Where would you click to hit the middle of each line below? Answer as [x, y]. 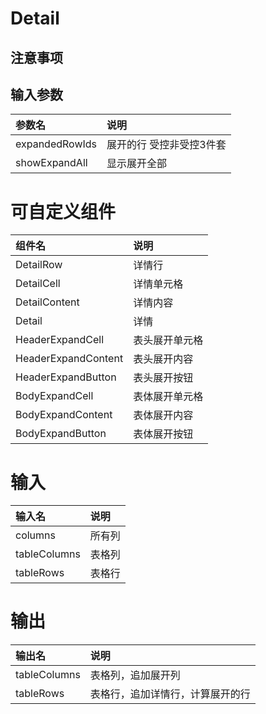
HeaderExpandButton [66, 377]
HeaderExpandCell [60, 340]
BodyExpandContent [64, 415]
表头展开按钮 [163, 378]
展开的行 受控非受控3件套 [166, 145]
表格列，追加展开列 [135, 675]
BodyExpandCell [54, 396]
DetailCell [38, 284]
